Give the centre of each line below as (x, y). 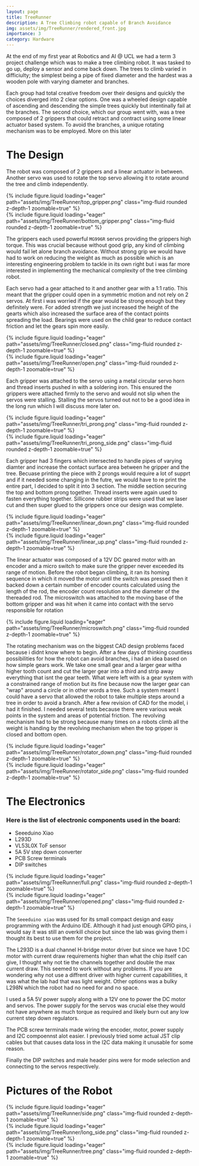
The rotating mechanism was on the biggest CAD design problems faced (95, 645)
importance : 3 (24, 34)
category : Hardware (30, 39)
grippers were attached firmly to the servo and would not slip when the (93, 393)
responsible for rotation (35, 610)
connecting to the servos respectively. (53, 1067)
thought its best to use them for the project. (59, 938)
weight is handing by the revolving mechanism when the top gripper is (92, 728)
